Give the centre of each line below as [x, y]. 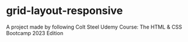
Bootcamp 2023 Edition [35, 33]
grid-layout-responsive [65, 11]
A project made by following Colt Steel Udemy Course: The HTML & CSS [94, 27]
